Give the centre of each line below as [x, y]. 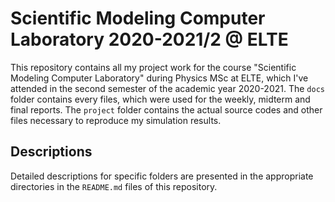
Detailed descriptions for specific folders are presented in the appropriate [162, 176]
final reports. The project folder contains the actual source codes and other [166, 109]
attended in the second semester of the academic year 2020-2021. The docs [167, 88]
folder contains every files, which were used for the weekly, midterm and [160, 99]
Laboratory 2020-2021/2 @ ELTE [149, 39]
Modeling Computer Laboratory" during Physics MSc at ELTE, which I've [159, 78]
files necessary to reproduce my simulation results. [116, 120]
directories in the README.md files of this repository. [114, 186]
